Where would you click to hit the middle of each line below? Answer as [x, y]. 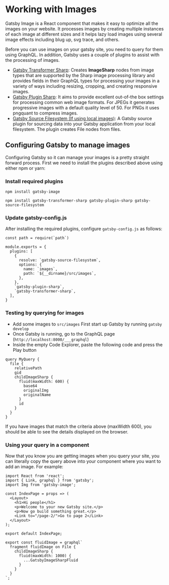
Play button [25, 350]
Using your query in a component [47, 445]
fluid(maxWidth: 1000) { [45, 556]
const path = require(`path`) [37, 238]
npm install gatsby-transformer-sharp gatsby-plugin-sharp [69, 201]
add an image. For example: [34, 466]
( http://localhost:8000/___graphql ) [51, 339]
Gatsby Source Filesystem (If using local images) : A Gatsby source [82, 118]
